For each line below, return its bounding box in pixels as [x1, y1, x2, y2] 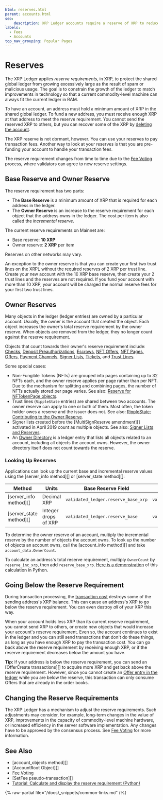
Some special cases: [5, 363, 47, 369]
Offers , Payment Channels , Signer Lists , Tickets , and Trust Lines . [5, 354, 135, 360]
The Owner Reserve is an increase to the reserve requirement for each [12, 208, 154, 213]
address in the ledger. [12, 202, 56, 208]
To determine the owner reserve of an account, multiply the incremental [5, 532, 149, 538]
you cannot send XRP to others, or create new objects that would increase [5, 624, 154, 630]
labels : [5, 25, 21, 30]
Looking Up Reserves [5, 457, 57, 464]
